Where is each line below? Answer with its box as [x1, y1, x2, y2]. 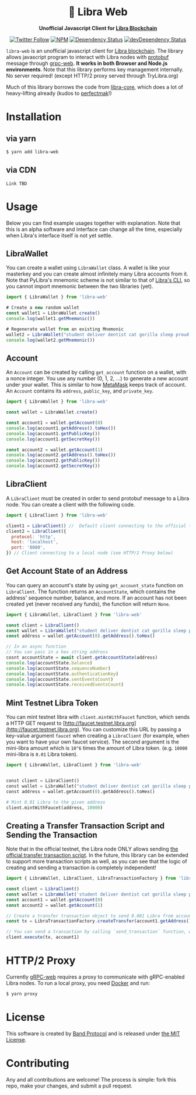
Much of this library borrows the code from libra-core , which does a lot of [6, 83, 184, 90]
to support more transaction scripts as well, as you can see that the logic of [6, 858, 188, 865]
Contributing [6, 1057, 69, 1070]
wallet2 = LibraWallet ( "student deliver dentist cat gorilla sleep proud [6, 332, 190, 338]
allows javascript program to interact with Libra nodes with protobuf [6, 53, 169, 60]
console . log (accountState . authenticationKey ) [6, 671, 118, 677]
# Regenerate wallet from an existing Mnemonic [6, 326, 124, 332]
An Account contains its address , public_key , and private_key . [6, 387, 154, 394]
